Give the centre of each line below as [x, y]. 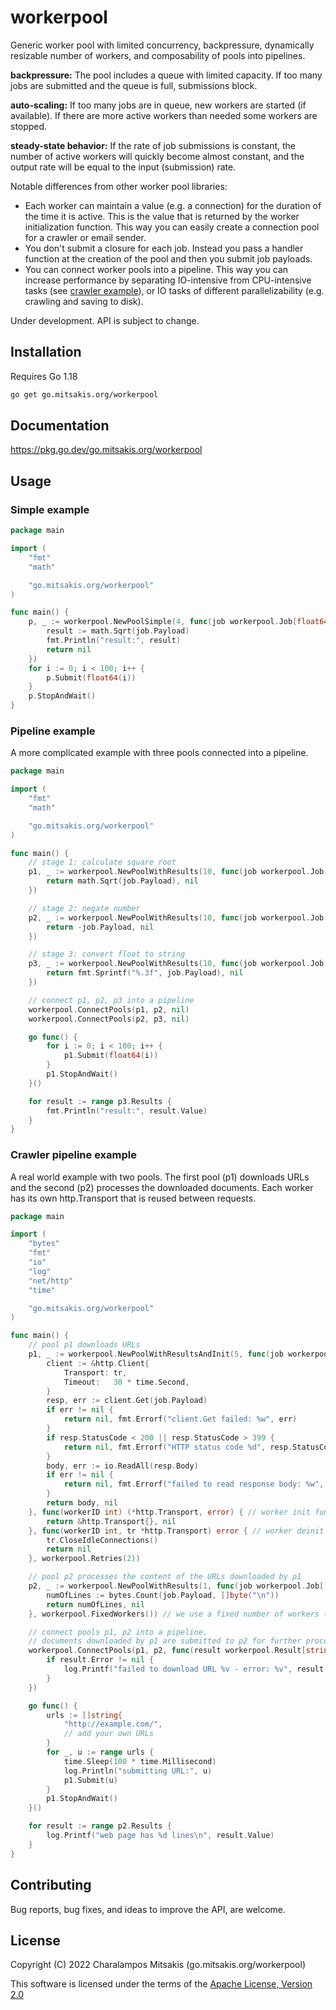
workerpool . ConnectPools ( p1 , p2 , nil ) [109, 1009]
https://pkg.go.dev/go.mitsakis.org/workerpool [106, 450]
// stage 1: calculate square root [102, 862]
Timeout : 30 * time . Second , [126, 1382]
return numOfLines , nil [95, 1604]
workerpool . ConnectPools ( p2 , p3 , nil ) [109, 1019]
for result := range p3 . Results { [100, 1101]
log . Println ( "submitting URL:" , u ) [138, 1771]
